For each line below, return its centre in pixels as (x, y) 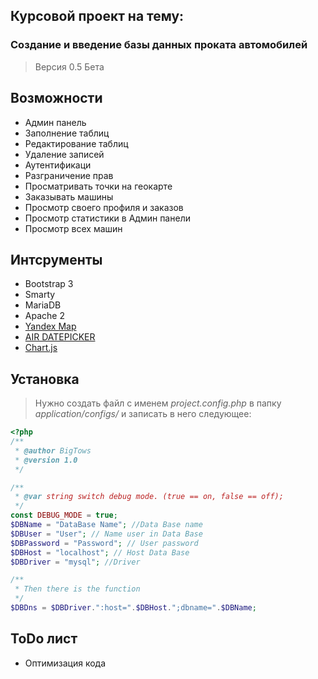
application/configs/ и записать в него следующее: (143, 414)
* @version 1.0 (46, 460)
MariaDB (43, 305)
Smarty (40, 295)
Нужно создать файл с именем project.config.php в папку (158, 403)
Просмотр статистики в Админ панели (107, 218)
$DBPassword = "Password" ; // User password (104, 543)
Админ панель (55, 122)
